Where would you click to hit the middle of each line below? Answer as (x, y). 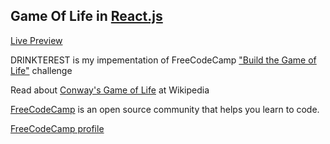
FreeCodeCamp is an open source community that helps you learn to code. (165, 109)
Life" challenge (41, 70)
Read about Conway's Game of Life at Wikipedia (110, 90)
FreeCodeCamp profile (57, 128)
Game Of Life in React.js (86, 16)
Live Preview (36, 40)
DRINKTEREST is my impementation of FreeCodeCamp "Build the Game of (163, 60)
